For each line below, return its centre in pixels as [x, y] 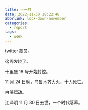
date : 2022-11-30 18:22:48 [32, 14]
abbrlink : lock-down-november [36, 18]
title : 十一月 [18, 9]
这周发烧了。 [18, 61]
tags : [10, 32]
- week [16, 37]
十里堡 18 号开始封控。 [28, 71]
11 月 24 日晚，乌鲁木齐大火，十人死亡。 [45, 82]
